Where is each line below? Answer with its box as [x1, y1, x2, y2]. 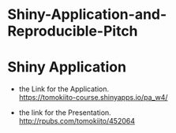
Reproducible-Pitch [7, 22, 139, 40]
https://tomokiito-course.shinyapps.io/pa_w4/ [18, 93, 168, 102]
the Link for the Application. [18, 84, 110, 94]
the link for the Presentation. [18, 108, 111, 117]
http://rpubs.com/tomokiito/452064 [18, 116, 136, 126]
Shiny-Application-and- [7, 6, 167, 24]
